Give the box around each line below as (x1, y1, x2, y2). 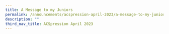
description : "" (5, 16, 39, 21)
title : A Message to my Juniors (5, 7, 73, 12)
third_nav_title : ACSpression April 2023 (5, 21, 94, 26)
